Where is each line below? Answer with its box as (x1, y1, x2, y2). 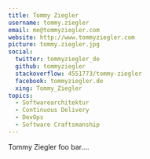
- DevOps (15, 114, 44, 121)
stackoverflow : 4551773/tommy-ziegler (15, 70, 143, 78)
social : (8, 48, 34, 56)
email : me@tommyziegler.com (8, 26, 101, 34)
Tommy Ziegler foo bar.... (8, 142, 90, 151)
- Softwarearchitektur (15, 99, 90, 107)
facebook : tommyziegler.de (15, 77, 104, 85)
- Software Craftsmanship (15, 121, 101, 128)
